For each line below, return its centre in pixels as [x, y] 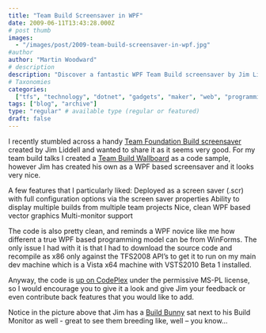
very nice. [25, 174]
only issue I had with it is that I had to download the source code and [120, 247]
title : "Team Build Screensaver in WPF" [76, 15]
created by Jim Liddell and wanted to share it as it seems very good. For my [132, 149]
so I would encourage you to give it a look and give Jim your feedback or [127, 288]
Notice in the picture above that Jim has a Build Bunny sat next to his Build [129, 312]
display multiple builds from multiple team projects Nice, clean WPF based [129, 207]
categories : [28, 89]
